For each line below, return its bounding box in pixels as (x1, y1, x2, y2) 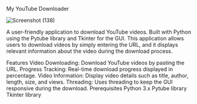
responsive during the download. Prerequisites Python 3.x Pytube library (6, 85, 187, 92)
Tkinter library (6, 91, 42, 98)
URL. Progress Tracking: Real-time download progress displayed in (6, 66, 173, 73)
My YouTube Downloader (6, 5, 69, 12)
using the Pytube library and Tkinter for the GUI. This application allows (6, 35, 184, 41)
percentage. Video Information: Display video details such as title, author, (6, 72, 189, 79)
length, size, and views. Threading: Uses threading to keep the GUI (6, 78, 173, 85)
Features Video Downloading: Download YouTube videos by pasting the (6, 60, 185, 66)
